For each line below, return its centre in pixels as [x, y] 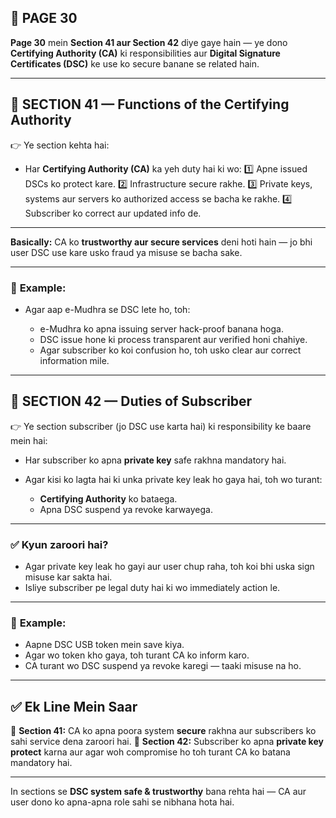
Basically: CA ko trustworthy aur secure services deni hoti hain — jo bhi [161, 242]
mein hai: [29, 440]
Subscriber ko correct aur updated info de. [113, 213]
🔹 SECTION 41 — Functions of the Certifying [150, 104]
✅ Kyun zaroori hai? [59, 544]
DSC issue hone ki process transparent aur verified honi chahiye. [173, 339]
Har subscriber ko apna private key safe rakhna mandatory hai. [155, 460]
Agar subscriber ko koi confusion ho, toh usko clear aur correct [170, 350]
